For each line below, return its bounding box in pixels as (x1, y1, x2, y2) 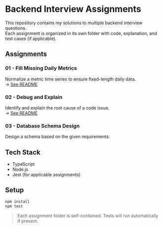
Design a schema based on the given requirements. (5, 134, 110, 139)
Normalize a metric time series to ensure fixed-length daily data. (5, 76, 136, 82)
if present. (17, 218, 39, 224)
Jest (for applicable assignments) (12, 172, 81, 178)
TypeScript (12, 161, 35, 167)
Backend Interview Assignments (5, 3, 142, 15)
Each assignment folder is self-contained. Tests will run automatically (17, 213, 159, 219)
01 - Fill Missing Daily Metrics (5, 65, 78, 72)
